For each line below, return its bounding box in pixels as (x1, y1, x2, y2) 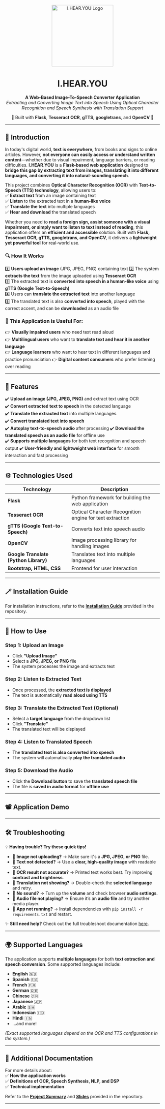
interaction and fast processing (5, 453, 68, 459)
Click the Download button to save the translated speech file (12, 778, 137, 784)
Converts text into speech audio (71, 525, 145, 532)
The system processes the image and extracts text (12, 663, 115, 669)
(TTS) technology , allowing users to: (22, 187, 97, 193)
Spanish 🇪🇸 (12, 977, 38, 983)
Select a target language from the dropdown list (12, 716, 110, 722)
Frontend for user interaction (71, 565, 137, 572)
